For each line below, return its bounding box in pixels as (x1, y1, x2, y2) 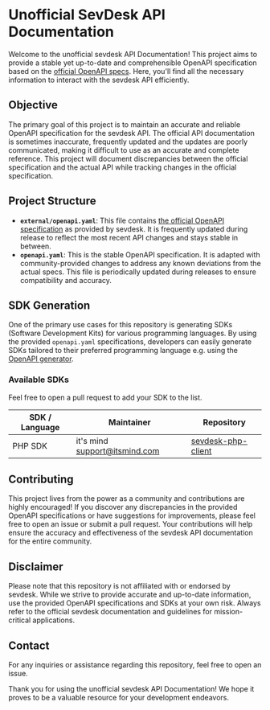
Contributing (8, 473, 74, 486)
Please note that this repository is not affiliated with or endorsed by (8, 581, 231, 591)
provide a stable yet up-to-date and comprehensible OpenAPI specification (8, 58, 257, 68)
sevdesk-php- (190, 435, 247, 446)
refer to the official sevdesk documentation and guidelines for (8, 607, 213, 617)
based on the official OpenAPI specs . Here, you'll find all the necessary (8, 66, 244, 76)
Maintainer (108, 417, 151, 428)
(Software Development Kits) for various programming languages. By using (8, 328, 257, 339)
